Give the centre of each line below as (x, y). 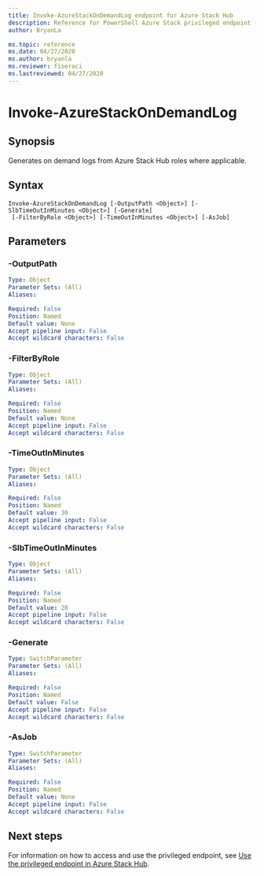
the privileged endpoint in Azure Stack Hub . (79, 863)
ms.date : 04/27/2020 (42, 52)
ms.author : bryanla (40, 59)
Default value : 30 (38, 513)
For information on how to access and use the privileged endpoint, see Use (130, 855)
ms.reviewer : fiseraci (45, 67)
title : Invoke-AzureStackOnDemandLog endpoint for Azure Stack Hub (121, 15)
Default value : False (44, 702)
